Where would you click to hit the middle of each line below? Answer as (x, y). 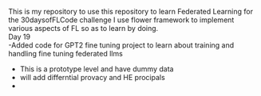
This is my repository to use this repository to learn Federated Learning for (131, 12)
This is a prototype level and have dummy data (97, 69)
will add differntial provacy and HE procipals (92, 77)
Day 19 (19, 36)
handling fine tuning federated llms (66, 54)
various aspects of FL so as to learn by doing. (83, 28)
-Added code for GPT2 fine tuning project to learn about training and (121, 45)
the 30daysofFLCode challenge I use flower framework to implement (121, 20)
